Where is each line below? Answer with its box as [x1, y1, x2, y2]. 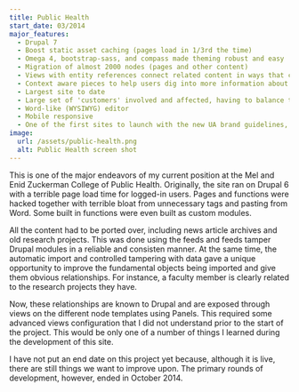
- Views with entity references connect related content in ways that [17, 71, 285, 80]
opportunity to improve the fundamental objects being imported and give [9, 262, 276, 273]
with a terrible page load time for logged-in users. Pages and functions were [9, 188, 289, 199]
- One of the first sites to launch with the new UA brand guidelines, [17, 121, 289, 130]
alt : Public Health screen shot [17, 145, 138, 154]
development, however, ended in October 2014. [9, 372, 183, 383]
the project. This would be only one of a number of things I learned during [9, 326, 280, 338]
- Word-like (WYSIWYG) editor [17, 104, 129, 113]
